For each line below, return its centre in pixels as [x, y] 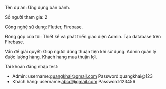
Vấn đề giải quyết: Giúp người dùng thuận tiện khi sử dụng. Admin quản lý [81, 51]
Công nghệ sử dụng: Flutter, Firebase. [44, 27]
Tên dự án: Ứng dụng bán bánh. [38, 8]
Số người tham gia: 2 [26, 17]
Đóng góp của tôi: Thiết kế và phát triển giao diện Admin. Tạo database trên [83, 37]
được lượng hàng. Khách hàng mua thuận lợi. [51, 57]
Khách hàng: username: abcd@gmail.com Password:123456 [74, 81]
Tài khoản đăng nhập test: [32, 66]
